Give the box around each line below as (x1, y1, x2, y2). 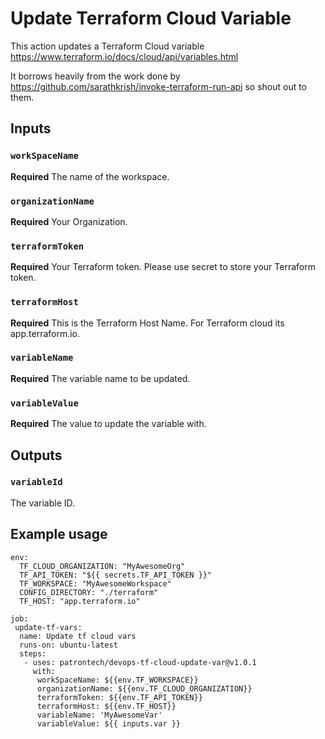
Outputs (10, 447, 63, 464)
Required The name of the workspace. (10, 170, 170, 182)
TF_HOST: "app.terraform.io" (19, 596, 141, 606)
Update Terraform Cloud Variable (10, 7, 292, 30)
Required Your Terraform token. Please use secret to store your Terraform (10, 261, 316, 273)
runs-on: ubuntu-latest (19, 640, 118, 650)
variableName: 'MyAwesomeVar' (36, 710, 163, 720)
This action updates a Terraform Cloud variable (10, 40, 205, 52)
